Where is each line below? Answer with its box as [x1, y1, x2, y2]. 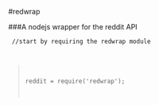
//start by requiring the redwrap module [11, 37, 151, 45]
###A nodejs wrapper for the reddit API [8, 22, 138, 31]
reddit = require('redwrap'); [25, 77, 126, 85]
